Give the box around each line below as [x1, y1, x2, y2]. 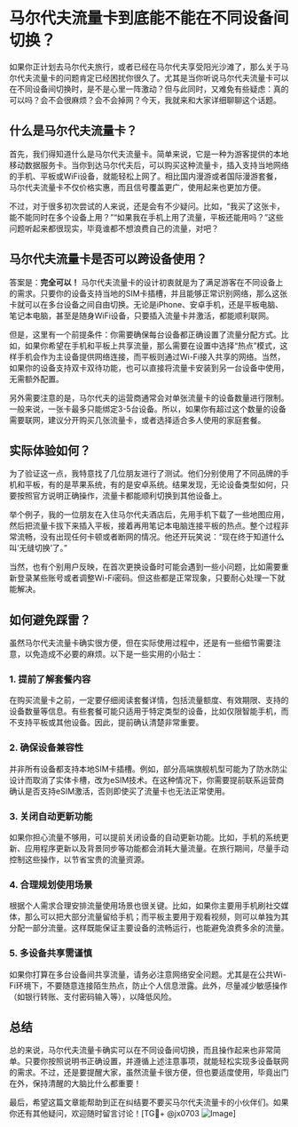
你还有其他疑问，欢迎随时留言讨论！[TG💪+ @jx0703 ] [9, 1108, 237, 1119]
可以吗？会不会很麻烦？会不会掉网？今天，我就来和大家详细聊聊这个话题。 [9, 94, 281, 105]
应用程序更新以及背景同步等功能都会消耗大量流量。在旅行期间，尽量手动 [24, 843, 289, 854]
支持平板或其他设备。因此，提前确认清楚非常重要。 [16, 717, 204, 728]
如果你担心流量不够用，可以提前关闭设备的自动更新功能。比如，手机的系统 [9, 832, 281, 843]
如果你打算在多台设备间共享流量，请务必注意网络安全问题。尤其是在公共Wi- [9, 969, 286, 979]
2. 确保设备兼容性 [9, 741, 84, 754]
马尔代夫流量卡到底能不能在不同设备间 [9, 8, 290, 28]
